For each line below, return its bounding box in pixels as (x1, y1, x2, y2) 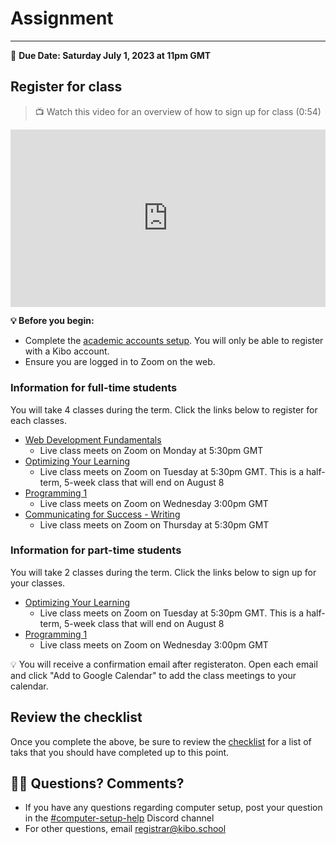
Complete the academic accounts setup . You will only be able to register (24, 335, 324, 347)
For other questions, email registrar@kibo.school (24, 823, 227, 835)
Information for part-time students (10, 543, 182, 557)
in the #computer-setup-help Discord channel (24, 812, 215, 824)
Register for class (10, 78, 123, 96)
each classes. (10, 414, 67, 426)
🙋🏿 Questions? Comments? (10, 775, 185, 792)
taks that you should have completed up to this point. (10, 746, 230, 758)
